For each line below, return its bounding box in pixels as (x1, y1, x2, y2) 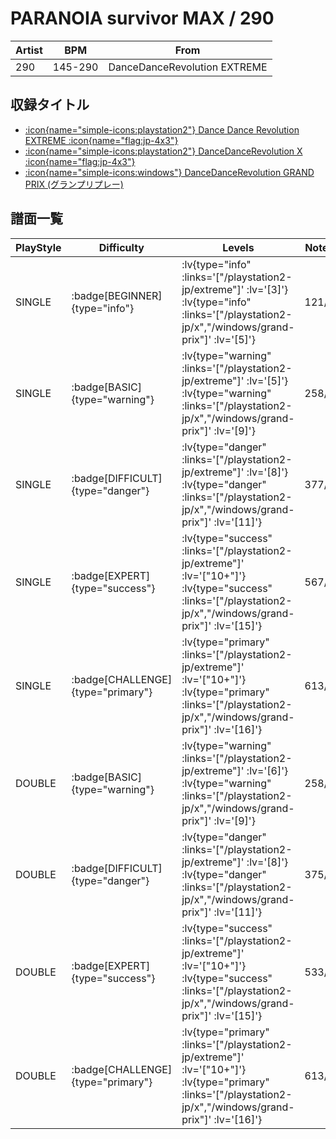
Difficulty (98, 240, 145, 254)
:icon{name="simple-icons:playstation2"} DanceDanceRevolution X (24, 145, 303, 157)
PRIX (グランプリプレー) (24, 178, 124, 190)
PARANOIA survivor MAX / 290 (10, 7, 275, 30)
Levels (222, 240, 255, 254)
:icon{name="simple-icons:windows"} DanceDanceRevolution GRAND (24, 166, 315, 178)
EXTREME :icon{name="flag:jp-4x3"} (24, 134, 179, 146)
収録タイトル (10, 97, 90, 114)
